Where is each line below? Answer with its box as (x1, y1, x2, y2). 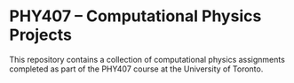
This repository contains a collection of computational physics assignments (9, 54, 286, 64)
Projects (9, 25, 73, 45)
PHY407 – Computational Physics (9, 6, 262, 26)
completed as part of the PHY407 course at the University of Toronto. (9, 64, 264, 74)
